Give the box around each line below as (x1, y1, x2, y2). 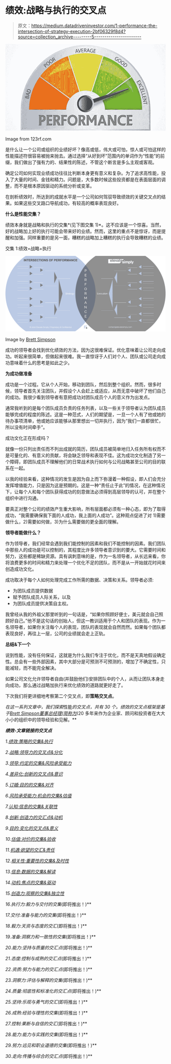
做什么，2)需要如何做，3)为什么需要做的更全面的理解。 (5, 519, 121, 525)
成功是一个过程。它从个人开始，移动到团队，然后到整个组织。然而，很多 (5, 382, 157, 388)
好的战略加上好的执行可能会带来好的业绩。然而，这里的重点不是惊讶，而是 (5, 228, 161, 234)
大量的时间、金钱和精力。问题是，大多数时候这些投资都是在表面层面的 (14, 176, 161, 182)
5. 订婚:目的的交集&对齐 (5, 782, 54, 788)
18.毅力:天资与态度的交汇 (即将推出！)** (5, 923, 88, 929)
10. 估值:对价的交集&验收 (5, 836, 56, 842)
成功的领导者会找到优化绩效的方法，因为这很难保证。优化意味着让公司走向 (5, 347, 161, 353)
